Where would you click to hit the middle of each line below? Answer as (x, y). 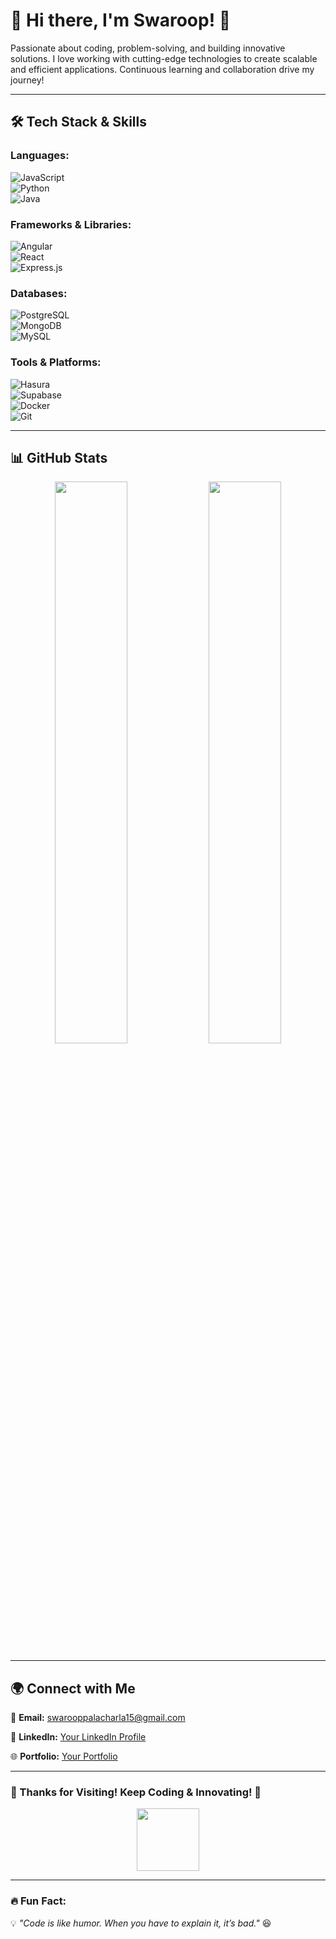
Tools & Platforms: (56, 362)
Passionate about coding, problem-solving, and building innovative (148, 48)
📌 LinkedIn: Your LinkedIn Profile (78, 1737)
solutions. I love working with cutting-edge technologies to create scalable (164, 58)
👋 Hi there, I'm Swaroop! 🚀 (121, 20)
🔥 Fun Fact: (38, 1901)
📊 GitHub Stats (59, 457)
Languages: (40, 156)
